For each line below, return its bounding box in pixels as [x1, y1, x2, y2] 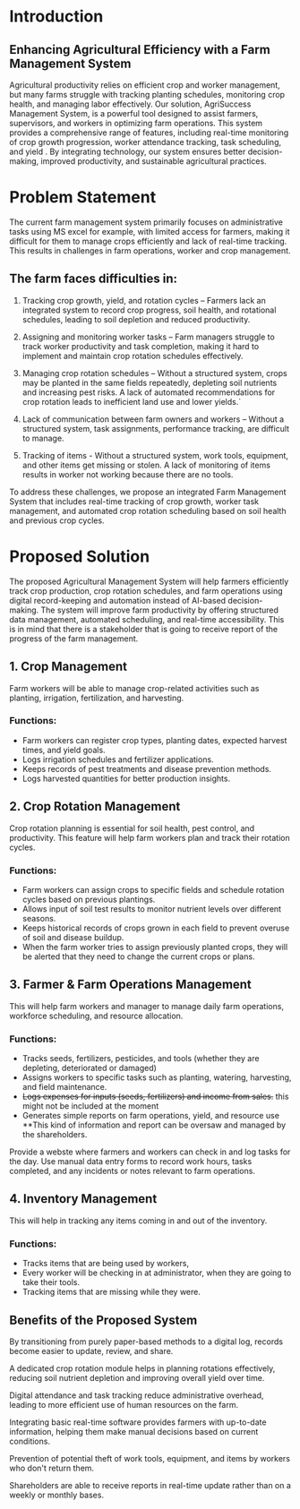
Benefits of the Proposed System [9, 1312, 198, 1327]
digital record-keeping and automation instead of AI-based [9, 595, 227, 605]
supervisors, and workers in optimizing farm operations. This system [9, 118, 262, 128]
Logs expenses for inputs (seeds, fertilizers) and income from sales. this [21, 1091, 289, 1102]
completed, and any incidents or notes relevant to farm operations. [9, 1166, 255, 1177]
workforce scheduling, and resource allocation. [9, 1010, 184, 1021]
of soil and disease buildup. [21, 931, 124, 942]
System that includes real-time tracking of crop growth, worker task [9, 495, 260, 507]
